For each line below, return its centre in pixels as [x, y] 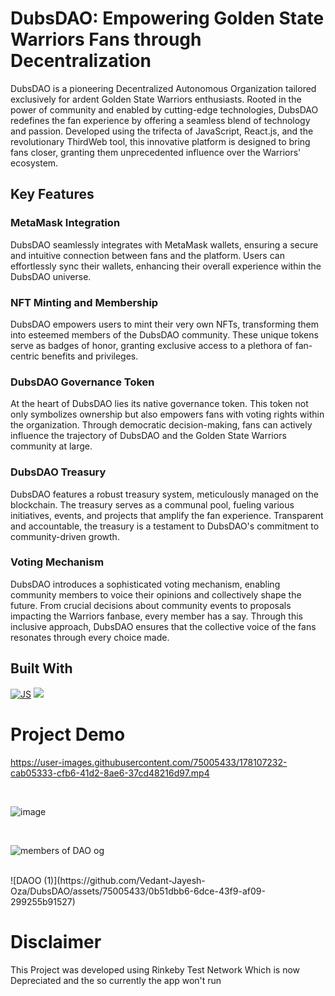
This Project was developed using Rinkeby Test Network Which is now [155, 969]
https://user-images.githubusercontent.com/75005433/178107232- [149, 762]
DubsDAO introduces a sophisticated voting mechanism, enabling [145, 584]
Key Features [52, 194]
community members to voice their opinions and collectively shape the [156, 594]
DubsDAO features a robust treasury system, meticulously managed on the [164, 494]
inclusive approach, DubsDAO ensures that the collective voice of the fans [163, 626]
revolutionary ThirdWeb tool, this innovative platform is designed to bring [160, 141]
